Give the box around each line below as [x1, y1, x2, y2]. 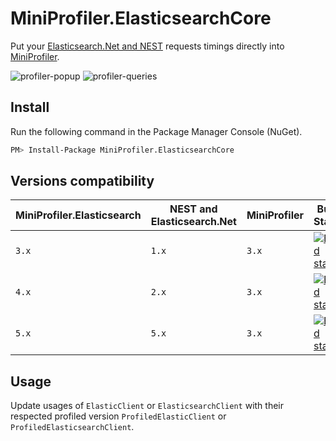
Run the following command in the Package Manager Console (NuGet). [10, 125, 303, 137]
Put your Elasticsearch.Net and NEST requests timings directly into [10, 40, 285, 52]
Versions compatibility [10, 173, 155, 190]
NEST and [169, 202, 218, 216]
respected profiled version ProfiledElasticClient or [10, 410, 227, 422]
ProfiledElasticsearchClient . [10, 421, 135, 433]
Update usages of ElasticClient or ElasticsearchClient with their [10, 400, 285, 412]
